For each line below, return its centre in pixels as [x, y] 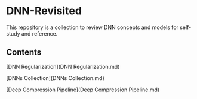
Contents [24, 52]
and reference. [39, 33]
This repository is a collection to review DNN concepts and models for [93, 27]
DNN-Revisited [44, 11]
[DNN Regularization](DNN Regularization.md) [63, 66]
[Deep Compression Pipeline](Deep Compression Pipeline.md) [83, 90]
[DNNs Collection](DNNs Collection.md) [55, 78]
